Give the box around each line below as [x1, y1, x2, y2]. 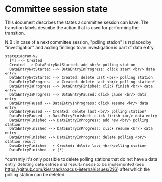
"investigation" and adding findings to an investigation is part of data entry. [5, 44, 155, 50]
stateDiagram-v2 [5, 54, 38, 59]
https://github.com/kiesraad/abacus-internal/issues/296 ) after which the [5, 166, 150, 172]
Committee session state [5, 3, 108, 15]
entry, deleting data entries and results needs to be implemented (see [5, 161, 145, 167]
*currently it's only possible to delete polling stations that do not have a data [5, 156, 158, 162]
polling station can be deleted [5, 171, 65, 177]
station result [5, 139, 36, 144]
